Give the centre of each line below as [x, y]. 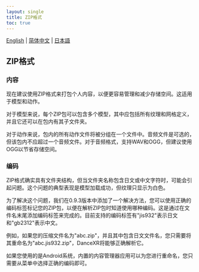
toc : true [19, 23]
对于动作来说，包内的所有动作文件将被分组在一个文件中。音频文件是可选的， [100, 135]
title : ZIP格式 [24, 17]
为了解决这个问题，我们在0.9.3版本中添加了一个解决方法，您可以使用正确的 [99, 200]
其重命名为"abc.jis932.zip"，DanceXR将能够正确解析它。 [76, 243]
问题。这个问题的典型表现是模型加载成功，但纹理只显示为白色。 [90, 188]
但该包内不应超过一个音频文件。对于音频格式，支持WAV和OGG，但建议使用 [99, 142]
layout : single [25, 12]
